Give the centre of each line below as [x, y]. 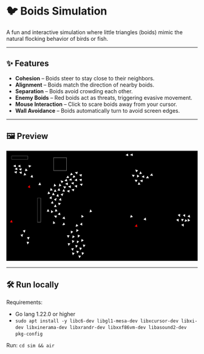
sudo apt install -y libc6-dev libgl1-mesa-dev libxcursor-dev [97, 321]
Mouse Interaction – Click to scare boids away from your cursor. [96, 104]
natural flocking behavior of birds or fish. [57, 38]
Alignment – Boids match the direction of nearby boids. [85, 85]
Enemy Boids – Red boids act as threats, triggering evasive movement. [104, 97]
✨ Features [28, 64]
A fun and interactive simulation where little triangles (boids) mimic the [95, 32]
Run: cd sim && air [30, 345]
